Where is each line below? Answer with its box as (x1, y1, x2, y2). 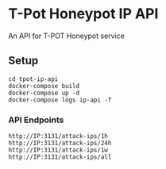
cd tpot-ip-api (8, 75, 59, 83)
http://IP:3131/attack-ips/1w (8, 146, 109, 155)
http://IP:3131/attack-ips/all (8, 153, 112, 161)
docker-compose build (8, 82, 80, 90)
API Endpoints (8, 114, 64, 125)
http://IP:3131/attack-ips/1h (8, 133, 109, 140)
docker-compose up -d (8, 89, 80, 97)
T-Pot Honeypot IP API (8, 5, 159, 23)
